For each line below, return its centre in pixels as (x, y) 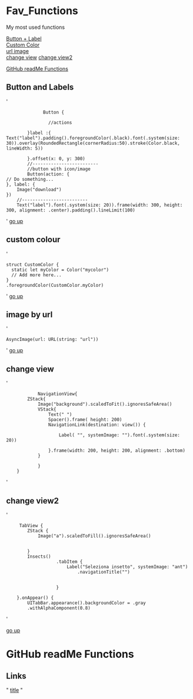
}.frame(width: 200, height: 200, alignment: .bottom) (117, 451)
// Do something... (30, 179)
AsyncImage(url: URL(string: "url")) (52, 340)
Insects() (39, 556)
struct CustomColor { (33, 264)
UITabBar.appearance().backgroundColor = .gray (86, 603)
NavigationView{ (57, 394)
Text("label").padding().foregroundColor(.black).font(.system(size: (93, 138)
